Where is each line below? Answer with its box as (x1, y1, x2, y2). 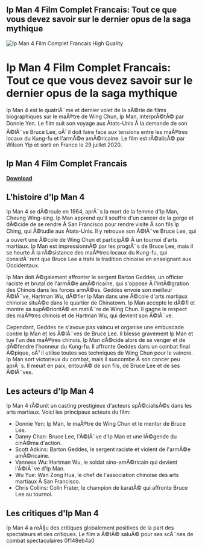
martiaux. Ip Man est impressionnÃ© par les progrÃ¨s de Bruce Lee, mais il (6, 242, 194, 250)
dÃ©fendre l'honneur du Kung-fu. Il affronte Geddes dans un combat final (6, 343, 191, 350)
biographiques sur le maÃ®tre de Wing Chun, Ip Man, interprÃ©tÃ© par (6, 113, 184, 120)
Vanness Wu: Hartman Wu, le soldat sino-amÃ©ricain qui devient (14, 458, 178, 466)
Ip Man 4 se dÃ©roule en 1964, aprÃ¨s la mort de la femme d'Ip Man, (6, 208, 179, 215)
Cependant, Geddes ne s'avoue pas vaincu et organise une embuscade (6, 324, 185, 331)
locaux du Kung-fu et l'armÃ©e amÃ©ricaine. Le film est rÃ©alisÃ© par (6, 134, 185, 142)
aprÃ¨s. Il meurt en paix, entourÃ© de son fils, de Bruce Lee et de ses (6, 362, 180, 370)
